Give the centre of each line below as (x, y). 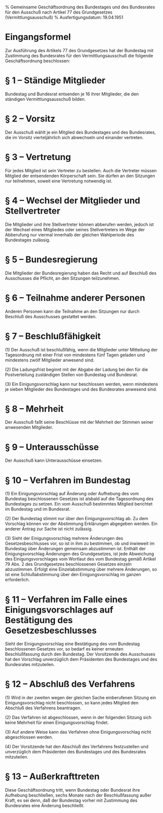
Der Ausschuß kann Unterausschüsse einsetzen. (54, 461)
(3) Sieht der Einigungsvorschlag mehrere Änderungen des (64, 538)
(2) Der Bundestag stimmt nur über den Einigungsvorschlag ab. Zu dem (77, 519)
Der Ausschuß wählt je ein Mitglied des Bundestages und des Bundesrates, (81, 132)
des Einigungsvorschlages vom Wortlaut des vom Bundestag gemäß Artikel (81, 559)
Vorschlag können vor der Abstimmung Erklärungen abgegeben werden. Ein (81, 524)
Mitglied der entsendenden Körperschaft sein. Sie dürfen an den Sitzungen (80, 176)
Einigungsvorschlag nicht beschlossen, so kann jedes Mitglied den (72, 703)
